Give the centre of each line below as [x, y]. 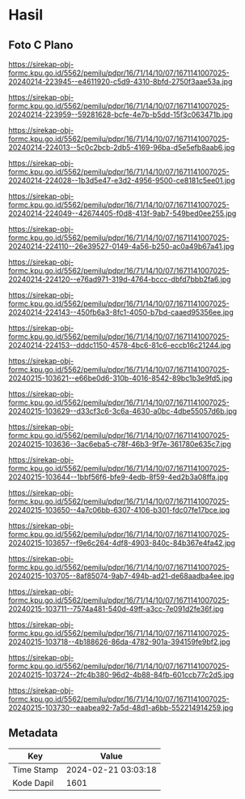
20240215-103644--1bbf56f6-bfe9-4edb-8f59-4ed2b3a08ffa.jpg [118, 477]
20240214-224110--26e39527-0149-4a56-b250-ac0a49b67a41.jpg [121, 246]
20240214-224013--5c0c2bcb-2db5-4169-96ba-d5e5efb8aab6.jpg [122, 147]
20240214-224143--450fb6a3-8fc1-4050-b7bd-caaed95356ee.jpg [121, 312]
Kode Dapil [33, 783]
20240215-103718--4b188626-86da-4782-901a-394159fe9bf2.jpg [119, 642]
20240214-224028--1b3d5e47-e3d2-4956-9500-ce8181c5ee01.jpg [122, 180]
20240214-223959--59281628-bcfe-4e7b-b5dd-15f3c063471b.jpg [120, 114]
